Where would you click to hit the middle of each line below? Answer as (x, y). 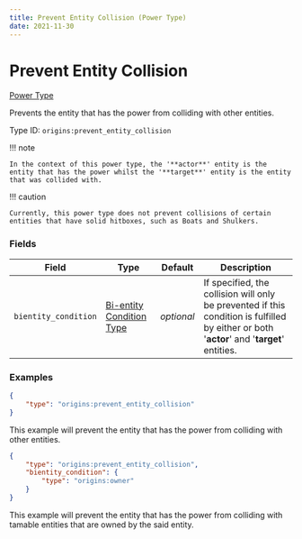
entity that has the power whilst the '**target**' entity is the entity (151, 172)
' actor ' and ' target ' (244, 339)
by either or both (239, 327)
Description (246, 267)
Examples (31, 377)
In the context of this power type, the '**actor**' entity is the (138, 164)
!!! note (22, 148)
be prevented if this (244, 305)
